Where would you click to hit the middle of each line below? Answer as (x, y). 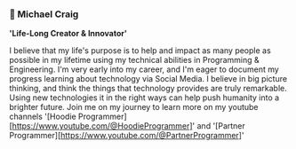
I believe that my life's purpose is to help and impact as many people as (140, 51)
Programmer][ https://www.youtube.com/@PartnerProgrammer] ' (127, 136)
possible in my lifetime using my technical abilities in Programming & (134, 60)
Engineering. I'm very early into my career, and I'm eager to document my (144, 69)
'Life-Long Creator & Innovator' (68, 34)
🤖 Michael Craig (44, 14)
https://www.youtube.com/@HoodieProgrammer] (102, 126)
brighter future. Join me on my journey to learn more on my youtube (134, 107)
